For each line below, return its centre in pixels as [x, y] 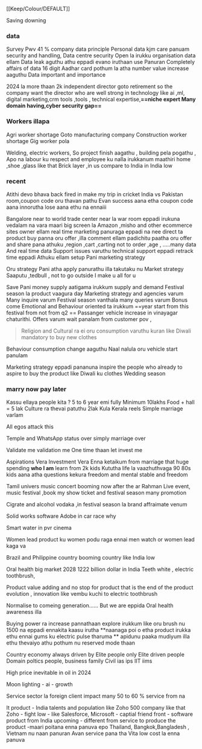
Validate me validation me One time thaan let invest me [74, 450]
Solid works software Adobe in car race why [61, 516]
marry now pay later [36, 389]
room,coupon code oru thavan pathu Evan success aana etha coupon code [100, 200]
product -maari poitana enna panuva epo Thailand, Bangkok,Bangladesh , [98, 727]
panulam [17, 355]
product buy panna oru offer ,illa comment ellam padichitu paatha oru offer [99, 238]
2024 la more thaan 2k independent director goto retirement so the [90, 86]
